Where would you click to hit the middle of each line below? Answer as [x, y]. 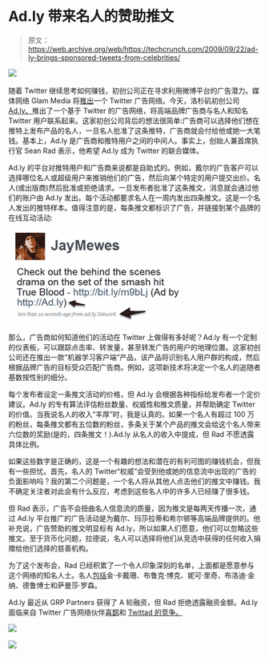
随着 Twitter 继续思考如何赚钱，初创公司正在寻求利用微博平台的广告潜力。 [130, 90]
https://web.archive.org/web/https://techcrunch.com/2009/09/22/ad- [143, 49]
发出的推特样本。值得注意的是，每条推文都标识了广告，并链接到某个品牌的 [138, 207]
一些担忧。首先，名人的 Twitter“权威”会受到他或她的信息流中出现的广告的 [136, 471]
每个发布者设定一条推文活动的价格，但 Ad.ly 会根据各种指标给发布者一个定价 [134, 394]
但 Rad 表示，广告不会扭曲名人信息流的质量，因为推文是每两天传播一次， [129, 508]
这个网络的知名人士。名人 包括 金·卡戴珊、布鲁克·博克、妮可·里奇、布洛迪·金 [132, 575]
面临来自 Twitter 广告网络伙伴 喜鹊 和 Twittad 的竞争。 [95, 612]
